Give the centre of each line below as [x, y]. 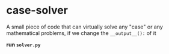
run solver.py [23, 45]
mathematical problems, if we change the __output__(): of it [81, 33]
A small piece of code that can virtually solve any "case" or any [85, 27]
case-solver [37, 10]
